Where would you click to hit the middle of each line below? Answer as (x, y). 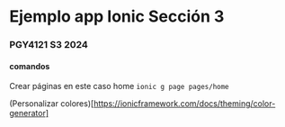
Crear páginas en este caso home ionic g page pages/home (119, 86)
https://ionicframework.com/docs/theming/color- (184, 104)
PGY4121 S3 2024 (49, 45)
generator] (29, 113)
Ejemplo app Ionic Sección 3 (117, 17)
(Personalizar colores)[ (52, 104)
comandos (30, 66)
